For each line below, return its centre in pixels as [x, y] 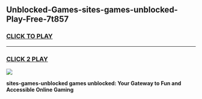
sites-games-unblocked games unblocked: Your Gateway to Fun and [94, 83]
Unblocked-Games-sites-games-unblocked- [92, 10]
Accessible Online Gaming [40, 89]
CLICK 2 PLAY [27, 59]
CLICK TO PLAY [29, 37]
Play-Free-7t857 [38, 19]
